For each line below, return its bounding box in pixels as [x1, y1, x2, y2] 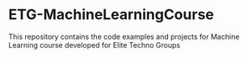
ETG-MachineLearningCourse [8, 6, 214, 24]
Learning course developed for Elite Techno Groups [8, 40, 180, 49]
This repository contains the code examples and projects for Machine [8, 32, 240, 41]
